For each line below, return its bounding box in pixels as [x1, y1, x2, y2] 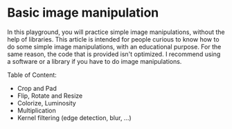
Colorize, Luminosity [17, 98, 76, 107]
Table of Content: [7, 71, 57, 79]
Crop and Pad [17, 84, 57, 92]
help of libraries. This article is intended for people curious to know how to [7, 35, 220, 43]
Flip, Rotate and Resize [17, 92, 83, 100]
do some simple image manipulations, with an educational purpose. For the [7, 42, 222, 51]
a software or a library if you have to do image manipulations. [7, 57, 182, 65]
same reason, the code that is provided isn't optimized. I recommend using [7, 50, 221, 58]
